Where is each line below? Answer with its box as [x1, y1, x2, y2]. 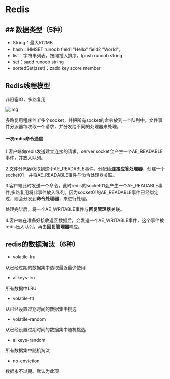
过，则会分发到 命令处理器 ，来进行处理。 [5, 196, 90, 202]
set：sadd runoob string [12, 59, 64, 65]
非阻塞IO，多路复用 [5, 96, 46, 102]
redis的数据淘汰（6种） [5, 240, 80, 249]
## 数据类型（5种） [5, 25, 67, 34]
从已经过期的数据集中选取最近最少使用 [5, 264, 86, 270]
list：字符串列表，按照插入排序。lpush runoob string [12, 53, 123, 58]
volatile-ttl [12, 295, 34, 301]
